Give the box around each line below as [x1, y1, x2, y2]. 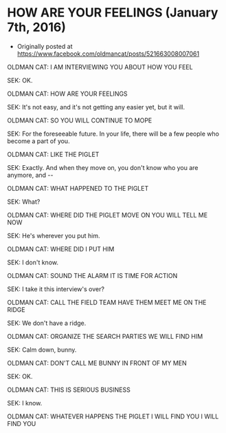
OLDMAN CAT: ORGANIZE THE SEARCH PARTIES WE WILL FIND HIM [7, 332, 203, 340]
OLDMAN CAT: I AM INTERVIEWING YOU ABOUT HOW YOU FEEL [7, 63, 194, 71]
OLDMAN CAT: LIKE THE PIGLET [7, 150, 100, 158]
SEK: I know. [7, 399, 43, 407]
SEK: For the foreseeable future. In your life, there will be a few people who [7, 129, 220, 138]
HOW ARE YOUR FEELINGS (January [7, 5, 218, 21]
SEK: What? [7, 198, 41, 206]
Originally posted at [16, 42, 73, 50]
